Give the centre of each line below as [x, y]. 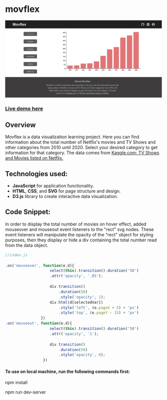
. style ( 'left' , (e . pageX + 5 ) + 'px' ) [99, 308]
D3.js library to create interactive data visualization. [65, 197]
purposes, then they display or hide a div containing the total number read [81, 240]
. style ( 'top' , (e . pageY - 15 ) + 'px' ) [99, 313]
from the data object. [27, 245]
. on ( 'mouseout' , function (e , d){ [39, 323]
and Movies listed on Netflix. [34, 158]
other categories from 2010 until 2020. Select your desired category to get [82, 148]
